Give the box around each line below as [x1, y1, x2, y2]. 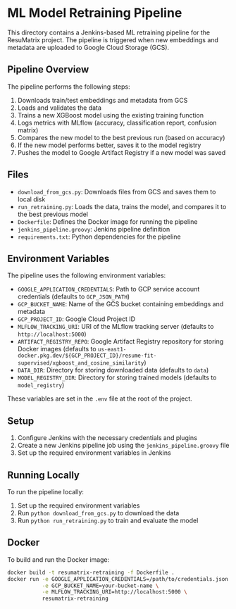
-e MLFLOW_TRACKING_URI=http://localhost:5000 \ [42, 589, 188, 596]
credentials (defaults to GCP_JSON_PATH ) [17, 292, 130, 301]
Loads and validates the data [17, 103, 102, 112]
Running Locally [7, 469, 80, 481]
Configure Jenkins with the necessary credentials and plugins [17, 434, 197, 442]
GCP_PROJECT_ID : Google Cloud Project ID [17, 315, 136, 323]
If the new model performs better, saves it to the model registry [17, 141, 201, 149]
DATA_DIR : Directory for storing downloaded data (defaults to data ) [17, 366, 209, 375]
